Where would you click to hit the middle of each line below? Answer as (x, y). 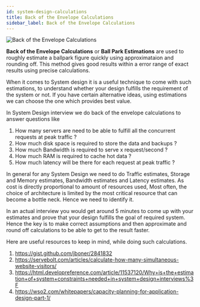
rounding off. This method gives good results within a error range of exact (97, 64)
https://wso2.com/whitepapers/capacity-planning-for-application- (97, 291)
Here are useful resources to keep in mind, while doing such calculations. (97, 242)
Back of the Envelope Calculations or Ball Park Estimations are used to (95, 51)
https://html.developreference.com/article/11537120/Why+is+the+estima (104, 272)
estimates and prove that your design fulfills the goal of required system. (96, 218)
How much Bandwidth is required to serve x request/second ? (91, 150)
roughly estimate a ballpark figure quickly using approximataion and (90, 58)
